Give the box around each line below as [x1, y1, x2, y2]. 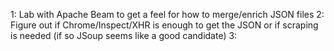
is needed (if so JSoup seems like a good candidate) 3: [10, 30, 238, 41]
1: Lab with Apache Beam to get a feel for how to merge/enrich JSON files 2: [10, 9, 325, 20]
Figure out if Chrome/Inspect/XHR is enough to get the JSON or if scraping [10, 19, 319, 31]
